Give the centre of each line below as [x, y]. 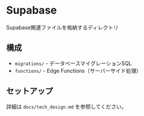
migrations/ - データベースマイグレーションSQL [73, 63]
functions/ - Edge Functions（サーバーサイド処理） [78, 70]
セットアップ [30, 91]
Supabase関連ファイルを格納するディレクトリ [62, 27]
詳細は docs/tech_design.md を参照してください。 [67, 107]
